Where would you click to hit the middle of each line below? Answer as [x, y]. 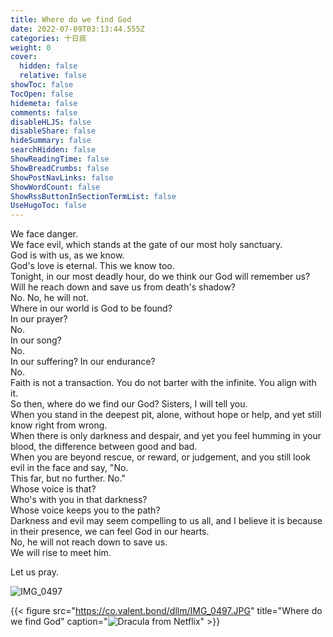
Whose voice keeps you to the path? [85, 510]
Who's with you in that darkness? [79, 500]
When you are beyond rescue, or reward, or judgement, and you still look [160, 457]
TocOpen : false [42, 94]
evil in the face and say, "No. [69, 468]
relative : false [53, 76]
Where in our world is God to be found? [91, 308]
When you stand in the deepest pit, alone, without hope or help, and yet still [166, 415]
